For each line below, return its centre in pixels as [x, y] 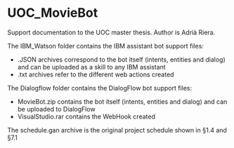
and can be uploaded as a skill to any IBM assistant [92, 67]
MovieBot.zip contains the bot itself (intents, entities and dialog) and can [122, 101]
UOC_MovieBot [53, 13]
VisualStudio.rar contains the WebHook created [86, 116]
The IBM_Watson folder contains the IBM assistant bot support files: [105, 46]
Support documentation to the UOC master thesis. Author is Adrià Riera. [111, 32]
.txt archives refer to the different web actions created [96, 74]
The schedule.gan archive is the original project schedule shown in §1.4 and [117, 130]
